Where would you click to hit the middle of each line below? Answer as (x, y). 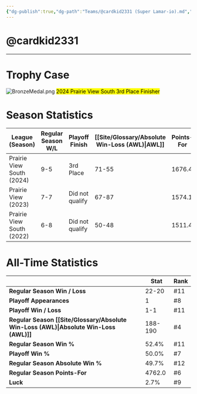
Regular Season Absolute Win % (55, 363)
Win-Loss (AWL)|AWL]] (130, 145)
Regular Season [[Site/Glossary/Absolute (68, 320)
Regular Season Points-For (48, 373)
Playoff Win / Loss (35, 310)
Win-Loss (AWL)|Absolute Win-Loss (62, 327)
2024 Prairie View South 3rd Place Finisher (108, 91)
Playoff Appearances (39, 301)
